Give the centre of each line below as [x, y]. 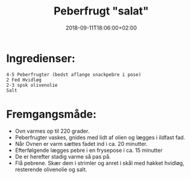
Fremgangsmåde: [52, 114]
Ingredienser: [41, 58]
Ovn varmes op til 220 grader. [52, 131]
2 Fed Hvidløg [24, 80]
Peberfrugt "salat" [101, 11]
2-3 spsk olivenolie [32, 85]
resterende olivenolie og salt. [51, 169]
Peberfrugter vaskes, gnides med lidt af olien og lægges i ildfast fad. [100, 137]
